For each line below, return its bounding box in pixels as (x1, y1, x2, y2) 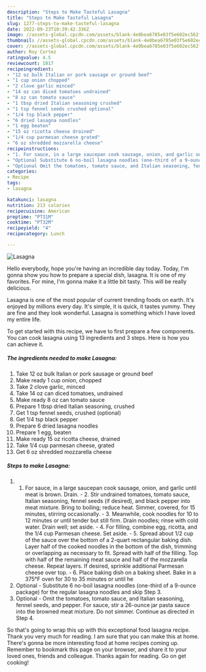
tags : (7, 180, 21, 186)
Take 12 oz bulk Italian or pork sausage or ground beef (15, 370, 153, 377)
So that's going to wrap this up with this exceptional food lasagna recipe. (7, 626, 191, 633)
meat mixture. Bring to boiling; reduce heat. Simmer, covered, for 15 (24, 504, 196, 511)
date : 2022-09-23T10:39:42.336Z (7, 26, 89, 32)
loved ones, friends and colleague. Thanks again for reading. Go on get (7, 652, 186, 659)
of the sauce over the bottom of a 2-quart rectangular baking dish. (24, 536, 193, 543)
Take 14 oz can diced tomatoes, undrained (15, 390, 123, 397)
